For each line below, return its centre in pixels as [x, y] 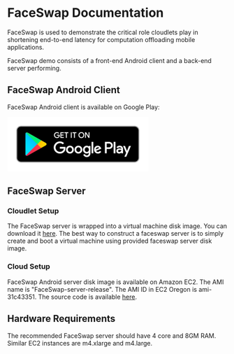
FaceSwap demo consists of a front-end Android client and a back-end [109, 60]
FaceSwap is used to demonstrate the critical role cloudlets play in [103, 32]
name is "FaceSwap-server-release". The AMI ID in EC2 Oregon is [102, 289]
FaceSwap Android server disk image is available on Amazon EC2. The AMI [116, 282]
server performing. [34, 68]
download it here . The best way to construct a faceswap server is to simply [116, 234]
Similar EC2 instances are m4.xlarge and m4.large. [80, 343]
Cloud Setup [29, 267]
